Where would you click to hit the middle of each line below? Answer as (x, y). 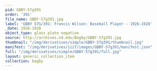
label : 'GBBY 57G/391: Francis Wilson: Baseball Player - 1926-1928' (79, 24)
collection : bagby (24, 61)
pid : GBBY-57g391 (23, 10)
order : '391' (19, 14)
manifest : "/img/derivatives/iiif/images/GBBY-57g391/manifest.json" (79, 47)
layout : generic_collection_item (40, 56)
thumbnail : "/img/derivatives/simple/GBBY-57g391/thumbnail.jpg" (74, 42)
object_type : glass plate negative (42, 33)
